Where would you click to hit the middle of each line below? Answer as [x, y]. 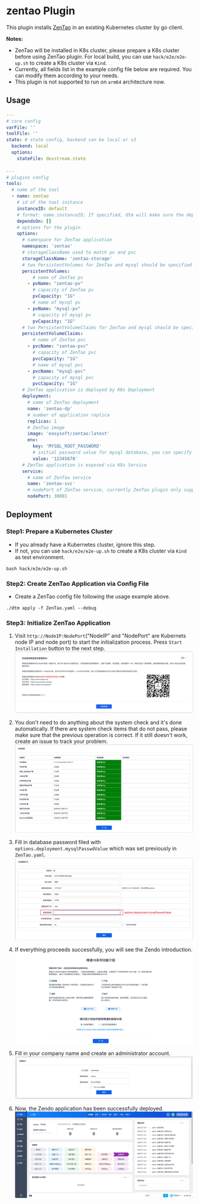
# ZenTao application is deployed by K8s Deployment [88, 390]
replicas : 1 [42, 421]
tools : [14, 184]
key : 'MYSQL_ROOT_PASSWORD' [67, 446]
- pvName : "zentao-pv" [55, 284]
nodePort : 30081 [47, 496]
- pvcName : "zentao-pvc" [58, 346]
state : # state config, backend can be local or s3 [71, 140]
